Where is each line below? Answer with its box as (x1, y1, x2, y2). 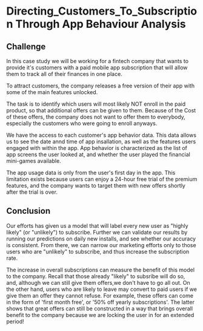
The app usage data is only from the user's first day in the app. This (6, 169, 176, 176)
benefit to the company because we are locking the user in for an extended (6, 311, 195, 318)
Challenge (6, 41, 46, 52)
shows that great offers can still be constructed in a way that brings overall (6, 305, 193, 312)
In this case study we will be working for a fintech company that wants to (6, 58, 189, 64)
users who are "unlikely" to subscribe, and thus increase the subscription (6, 248, 190, 255)
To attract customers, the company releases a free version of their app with (6, 82, 195, 89)
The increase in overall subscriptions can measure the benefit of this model (6, 266, 195, 273)
